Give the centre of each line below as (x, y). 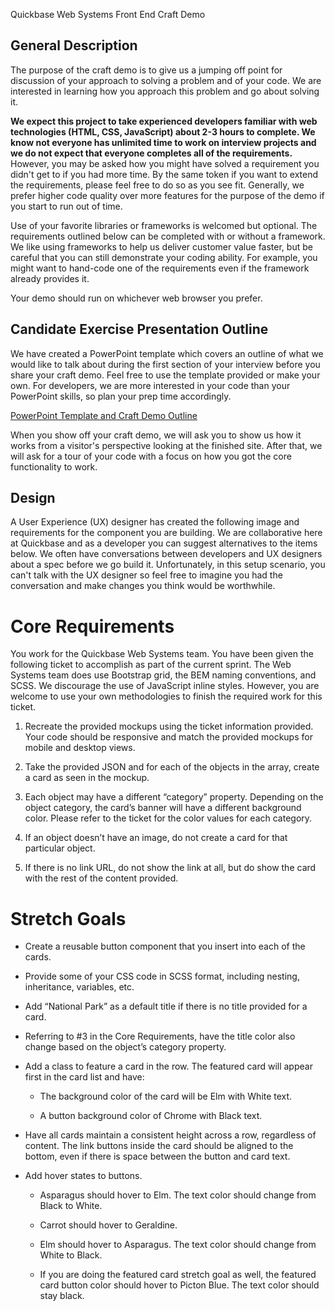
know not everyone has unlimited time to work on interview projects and (163, 142)
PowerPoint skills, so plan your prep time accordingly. (121, 396)
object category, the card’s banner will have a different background (163, 808)
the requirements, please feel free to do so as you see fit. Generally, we (157, 185)
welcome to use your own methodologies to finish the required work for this (166, 696)
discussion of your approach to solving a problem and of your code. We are (166, 80)
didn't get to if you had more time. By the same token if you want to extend (164, 174)
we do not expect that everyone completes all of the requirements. (151, 153)
